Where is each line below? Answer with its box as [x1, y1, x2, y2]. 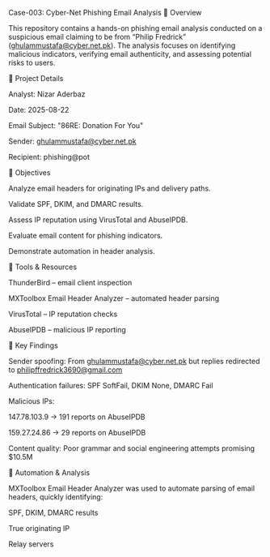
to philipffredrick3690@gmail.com [8, 365, 123, 375]
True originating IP [8, 524, 70, 533]
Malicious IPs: [8, 396, 55, 405]
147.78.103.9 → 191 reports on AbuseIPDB [8, 412, 146, 422]
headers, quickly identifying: [8, 492, 103, 502]
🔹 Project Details [8, 74, 64, 83]
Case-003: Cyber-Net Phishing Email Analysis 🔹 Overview [8, 8, 202, 17]
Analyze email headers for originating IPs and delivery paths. [8, 183, 212, 193]
